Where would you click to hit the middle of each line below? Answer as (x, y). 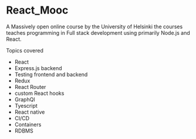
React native (30, 112)
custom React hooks (39, 93)
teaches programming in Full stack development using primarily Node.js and (98, 32)
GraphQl (25, 99)
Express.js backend (38, 68)
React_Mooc (37, 10)
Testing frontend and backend (51, 74)
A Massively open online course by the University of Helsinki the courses (94, 27)
